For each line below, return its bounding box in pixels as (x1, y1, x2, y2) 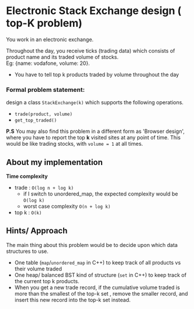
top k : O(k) (14, 209, 42, 216)
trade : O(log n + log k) (14, 184, 74, 191)
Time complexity (6, 173, 48, 180)
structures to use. (6, 248, 49, 255)
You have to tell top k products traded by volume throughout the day (14, 71, 179, 78)
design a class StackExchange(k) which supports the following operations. (6, 99, 184, 106)
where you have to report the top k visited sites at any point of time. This (6, 134, 181, 141)
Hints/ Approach (6, 226, 68, 236)
